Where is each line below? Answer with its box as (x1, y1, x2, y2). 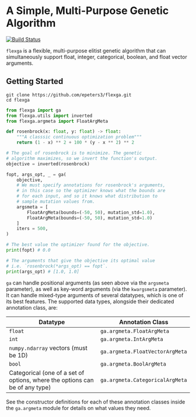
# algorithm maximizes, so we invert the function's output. (6, 155, 158, 161)
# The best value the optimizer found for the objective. (6, 242, 150, 248)
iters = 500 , (16, 226, 48, 232)
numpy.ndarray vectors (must (9, 343, 87, 352)
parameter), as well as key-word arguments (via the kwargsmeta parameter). (6, 285, 187, 293)
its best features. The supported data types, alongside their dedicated (6, 298, 174, 305)
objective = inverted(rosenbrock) (6, 161, 90, 167)
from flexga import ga (6, 107, 61, 113)
